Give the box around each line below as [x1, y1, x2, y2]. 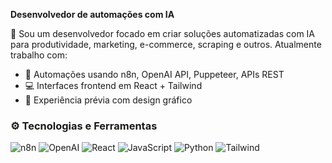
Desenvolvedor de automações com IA [10, 9, 175, 20]
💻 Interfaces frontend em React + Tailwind [24, 80, 203, 91]
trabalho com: [10, 49, 68, 61]
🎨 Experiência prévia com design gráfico [24, 94, 193, 106]
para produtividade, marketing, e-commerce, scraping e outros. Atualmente [10, 39, 322, 50]
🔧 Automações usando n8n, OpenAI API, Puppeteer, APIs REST [24, 69, 285, 80]
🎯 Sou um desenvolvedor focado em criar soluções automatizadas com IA [10, 28, 315, 39]
